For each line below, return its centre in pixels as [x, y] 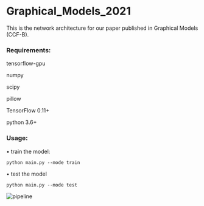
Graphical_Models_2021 [69, 11]
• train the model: [28, 151]
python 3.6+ [22, 122]
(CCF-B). [18, 34]
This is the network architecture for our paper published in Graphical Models [102, 28]
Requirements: [29, 50]
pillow [14, 99]
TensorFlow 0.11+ [28, 111]
